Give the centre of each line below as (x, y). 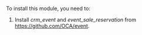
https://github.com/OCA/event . (52, 26)
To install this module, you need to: (48, 8)
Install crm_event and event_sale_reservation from (75, 20)
